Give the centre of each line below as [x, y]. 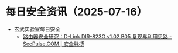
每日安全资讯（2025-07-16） [76, 12]
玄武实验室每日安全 [37, 29]
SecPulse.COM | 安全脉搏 [53, 44]
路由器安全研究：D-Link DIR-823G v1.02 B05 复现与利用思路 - [97, 36]
